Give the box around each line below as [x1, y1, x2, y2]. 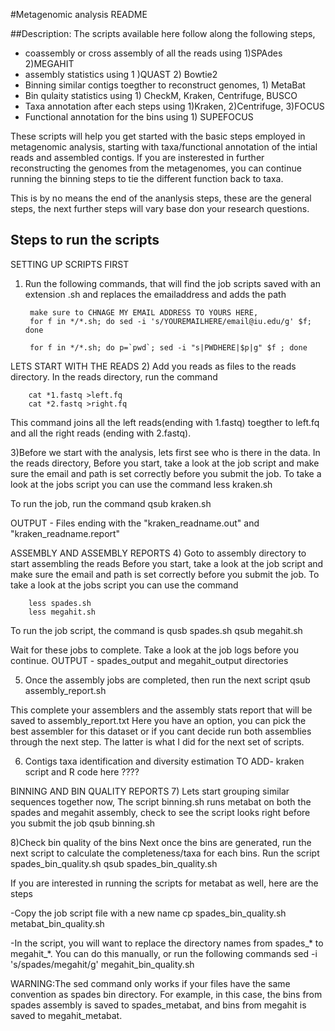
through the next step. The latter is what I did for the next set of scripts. [10, 735, 305, 748]
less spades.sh [28, 598, 92, 608]
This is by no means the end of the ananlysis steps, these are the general [10, 192, 312, 204]
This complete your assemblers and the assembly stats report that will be [10, 704, 313, 716]
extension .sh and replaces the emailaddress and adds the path [24, 288, 287, 300]
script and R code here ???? [24, 765, 140, 778]
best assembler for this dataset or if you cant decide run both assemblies [10, 725, 312, 737]
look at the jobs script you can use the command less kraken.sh [10, 478, 273, 490]
